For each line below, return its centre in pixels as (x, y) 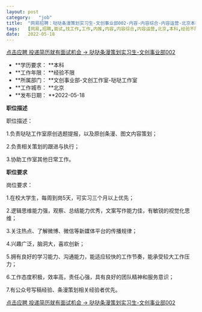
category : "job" (29, 18)
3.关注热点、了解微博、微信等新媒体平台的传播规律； (72, 231)
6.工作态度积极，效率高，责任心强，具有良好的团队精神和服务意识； (90, 277)
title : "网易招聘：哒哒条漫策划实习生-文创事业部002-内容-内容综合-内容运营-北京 (99, 23)
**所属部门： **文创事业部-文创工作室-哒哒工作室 (76, 80)
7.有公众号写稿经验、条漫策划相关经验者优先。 (64, 290)
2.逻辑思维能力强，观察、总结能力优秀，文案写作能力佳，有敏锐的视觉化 (96, 211)
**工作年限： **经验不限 (45, 72)
